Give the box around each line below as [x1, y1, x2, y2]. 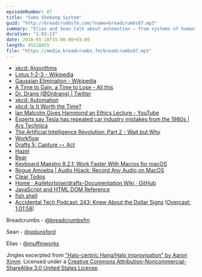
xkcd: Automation [14, 96, 59, 103]
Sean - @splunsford [6, 228, 56, 235]
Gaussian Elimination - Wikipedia [14, 77, 97, 84]
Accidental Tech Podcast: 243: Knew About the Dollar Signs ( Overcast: [14, 198, 191, 205]
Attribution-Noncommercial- [116, 258, 187, 265]
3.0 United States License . [34, 264, 99, 271]
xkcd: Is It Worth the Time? [14, 103, 82, 110]
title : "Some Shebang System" [6, 14, 82, 20]
